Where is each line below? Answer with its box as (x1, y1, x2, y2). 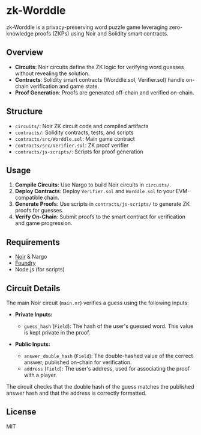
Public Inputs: (14, 341, 51, 348)
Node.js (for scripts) (14, 266, 65, 273)
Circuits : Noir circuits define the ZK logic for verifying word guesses (14, 63, 184, 70)
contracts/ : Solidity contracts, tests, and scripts (14, 129, 134, 136)
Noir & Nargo (14, 253, 47, 261)
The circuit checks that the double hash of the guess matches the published (6, 383, 194, 390)
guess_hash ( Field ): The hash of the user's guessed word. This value (23, 322, 194, 330)
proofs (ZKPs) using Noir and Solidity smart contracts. (35, 29, 169, 37)
